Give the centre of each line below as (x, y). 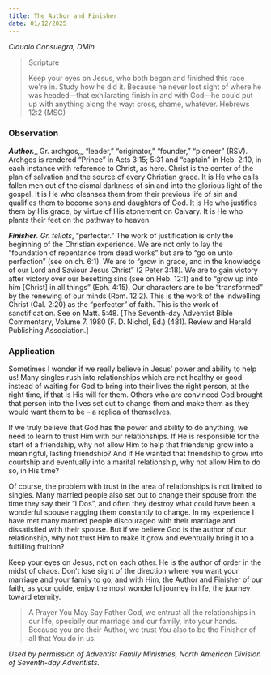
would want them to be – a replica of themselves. (90, 412)
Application (32, 351)
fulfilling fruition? (36, 547)
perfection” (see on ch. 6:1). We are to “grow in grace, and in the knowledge (135, 261)
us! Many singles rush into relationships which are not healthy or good (125, 378)
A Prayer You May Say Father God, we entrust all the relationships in (142, 613)
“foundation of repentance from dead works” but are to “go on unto (121, 253)
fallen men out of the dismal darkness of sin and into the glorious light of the (135, 185)
